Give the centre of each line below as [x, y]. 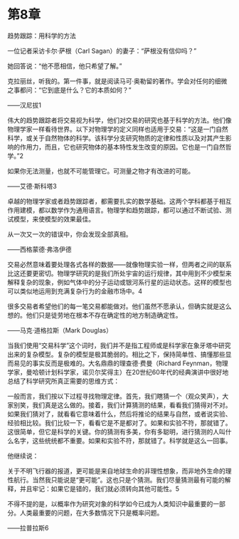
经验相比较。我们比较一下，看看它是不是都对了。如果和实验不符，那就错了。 [119, 423]
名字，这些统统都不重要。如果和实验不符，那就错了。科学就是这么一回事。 [122, 440]
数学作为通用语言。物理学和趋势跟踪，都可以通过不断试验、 [138, 210]
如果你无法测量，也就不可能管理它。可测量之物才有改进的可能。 [101, 171]
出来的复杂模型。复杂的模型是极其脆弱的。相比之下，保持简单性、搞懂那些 [116, 354]
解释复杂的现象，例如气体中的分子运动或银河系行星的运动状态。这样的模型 [116, 282]
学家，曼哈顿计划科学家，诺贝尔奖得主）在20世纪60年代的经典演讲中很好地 [118, 372]
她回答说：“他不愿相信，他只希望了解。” [65, 66]
